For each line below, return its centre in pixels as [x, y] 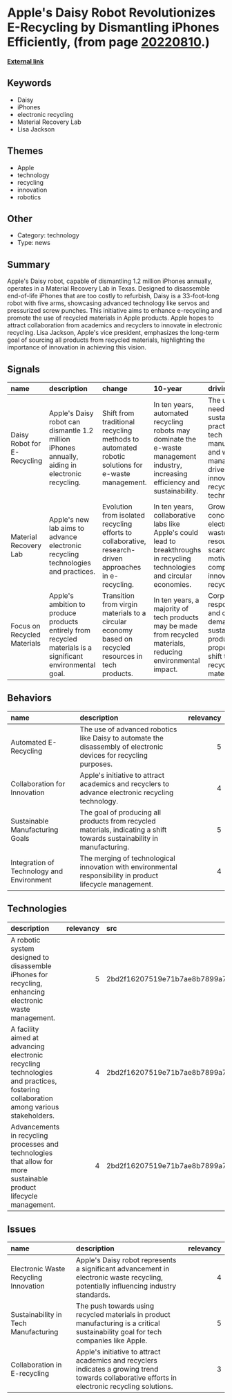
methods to [121, 439]
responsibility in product [119, 875]
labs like [167, 524]
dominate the [175, 439]
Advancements [35, 1127]
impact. [166, 669]
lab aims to [67, 528]
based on [118, 639]
